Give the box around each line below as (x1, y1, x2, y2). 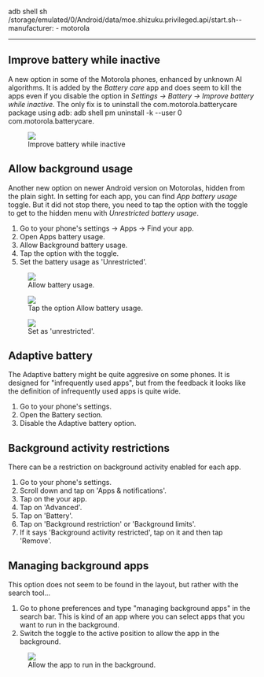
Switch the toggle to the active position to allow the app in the (19, 629, 220, 638)
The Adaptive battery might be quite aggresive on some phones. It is (8, 370, 230, 379)
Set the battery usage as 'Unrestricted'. (19, 257, 147, 266)
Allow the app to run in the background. (27, 660, 156, 670)
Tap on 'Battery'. (19, 511, 73, 520)
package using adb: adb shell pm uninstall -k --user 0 (8, 108, 182, 117)
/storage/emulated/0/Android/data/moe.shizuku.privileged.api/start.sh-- (8, 15, 242, 24)
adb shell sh (8, 7, 48, 16)
